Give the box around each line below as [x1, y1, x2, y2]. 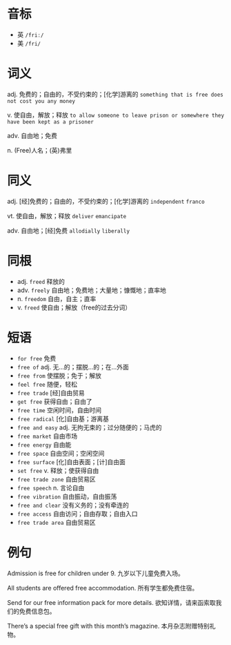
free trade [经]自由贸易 [17, 388, 85, 397]
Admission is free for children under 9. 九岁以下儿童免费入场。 [7, 569, 185, 577]
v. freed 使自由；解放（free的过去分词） [17, 303, 132, 311]
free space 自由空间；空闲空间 [17, 449, 105, 457]
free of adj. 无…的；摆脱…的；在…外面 [17, 363, 129, 371]
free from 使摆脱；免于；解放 [17, 371, 102, 380]
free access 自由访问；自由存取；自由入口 [17, 509, 138, 518]
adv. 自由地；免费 [7, 131, 57, 139]
